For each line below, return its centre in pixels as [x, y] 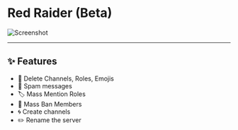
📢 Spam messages [45, 85]
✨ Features [32, 61]
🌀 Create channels [44, 112]
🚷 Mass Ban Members [50, 104]
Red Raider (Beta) [60, 13]
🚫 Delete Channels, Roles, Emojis [66, 78]
